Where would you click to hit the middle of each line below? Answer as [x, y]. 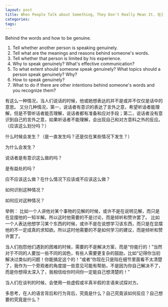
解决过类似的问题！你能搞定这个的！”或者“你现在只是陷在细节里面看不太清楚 [84, 259]
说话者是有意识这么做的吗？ [34, 158]
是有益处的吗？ [20, 169]
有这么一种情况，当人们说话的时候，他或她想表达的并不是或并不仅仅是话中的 [84, 101]
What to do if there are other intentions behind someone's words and [83, 85]
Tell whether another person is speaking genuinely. [65, 48]
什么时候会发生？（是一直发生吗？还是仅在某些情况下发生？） [69, 136]
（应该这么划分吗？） [27, 126]
